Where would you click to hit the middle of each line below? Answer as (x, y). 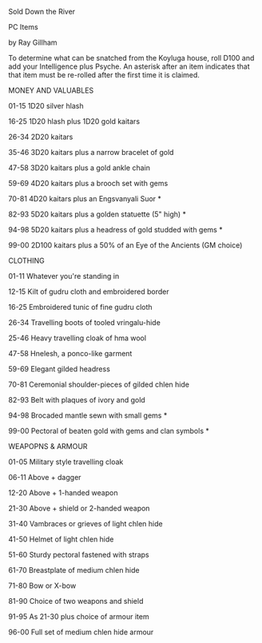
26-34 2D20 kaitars (41, 137)
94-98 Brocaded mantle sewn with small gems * (88, 415)
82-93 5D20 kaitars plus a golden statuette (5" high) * (97, 214)
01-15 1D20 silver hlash (46, 106)
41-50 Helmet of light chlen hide (61, 539)
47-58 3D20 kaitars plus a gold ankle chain (79, 168)
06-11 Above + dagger (45, 477)
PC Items (23, 27)
